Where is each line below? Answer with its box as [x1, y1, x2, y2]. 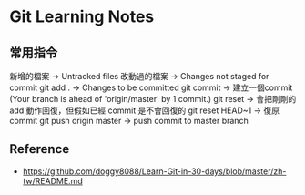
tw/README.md [22, 175, 84, 186]
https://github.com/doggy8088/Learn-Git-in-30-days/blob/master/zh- [22, 166, 287, 177]
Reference [9, 141, 70, 157]
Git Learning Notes [9, 6, 155, 27]
